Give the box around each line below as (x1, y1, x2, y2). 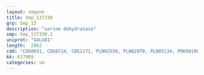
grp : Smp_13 (6, 20, 36, 26)
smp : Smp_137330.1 (6, 31, 53, 37)
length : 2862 (6, 43, 42, 49)
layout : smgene (6, 8, 45, 15)
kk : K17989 (6, 54, 34, 60)
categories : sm (6, 59, 45, 65)
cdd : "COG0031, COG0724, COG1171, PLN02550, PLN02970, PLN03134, (6, 48, 175, 54)
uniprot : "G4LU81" (6, 37, 53, 43)
